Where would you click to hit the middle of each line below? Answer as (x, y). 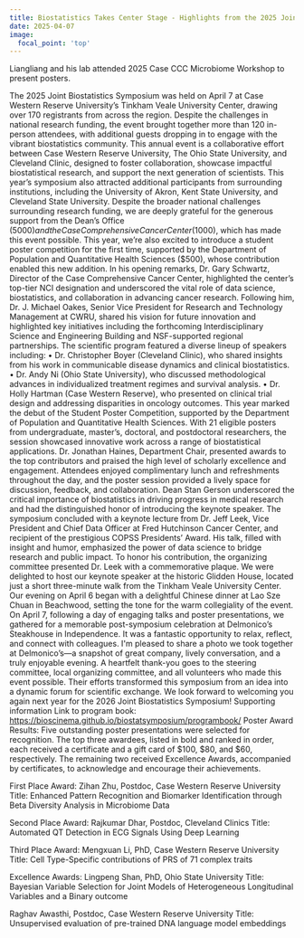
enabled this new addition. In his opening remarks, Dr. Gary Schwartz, (139, 269)
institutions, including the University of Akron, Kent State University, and (144, 192)
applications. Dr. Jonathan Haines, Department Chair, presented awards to (148, 451)
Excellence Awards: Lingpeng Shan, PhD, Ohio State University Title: (137, 877)
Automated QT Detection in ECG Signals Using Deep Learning (124, 832)
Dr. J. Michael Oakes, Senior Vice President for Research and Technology (146, 308)
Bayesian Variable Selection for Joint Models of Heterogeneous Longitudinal (152, 886)
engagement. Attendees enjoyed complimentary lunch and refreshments (145, 470)
